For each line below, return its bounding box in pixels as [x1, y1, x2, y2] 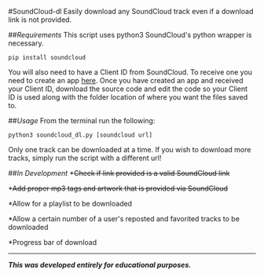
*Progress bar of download [8, 238, 97, 246]
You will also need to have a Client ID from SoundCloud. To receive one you [8, 67, 253, 77]
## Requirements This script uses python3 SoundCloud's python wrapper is [8, 31, 252, 39]
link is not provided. [8, 15, 72, 24]
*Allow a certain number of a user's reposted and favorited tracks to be [8, 214, 240, 223]
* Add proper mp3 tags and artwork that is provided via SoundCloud [8, 184, 229, 193]
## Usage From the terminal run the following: [8, 116, 156, 125]
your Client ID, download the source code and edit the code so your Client [8, 84, 248, 93]
